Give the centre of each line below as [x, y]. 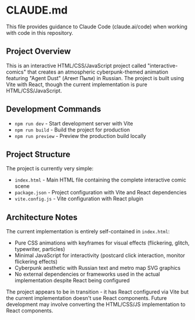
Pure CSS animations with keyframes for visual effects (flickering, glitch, [102, 243]
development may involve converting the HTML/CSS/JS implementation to [96, 305]
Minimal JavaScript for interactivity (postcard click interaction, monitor [100, 255]
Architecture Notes [42, 217]
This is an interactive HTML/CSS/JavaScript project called [76, 65]
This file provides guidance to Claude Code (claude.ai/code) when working [97, 27]
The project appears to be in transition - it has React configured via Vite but [97, 292]
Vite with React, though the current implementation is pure [77, 84]
